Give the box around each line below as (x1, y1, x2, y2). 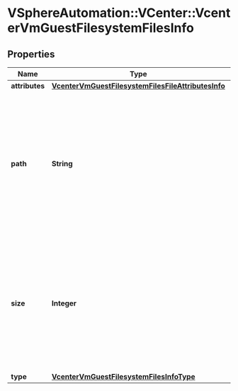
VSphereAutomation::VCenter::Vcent (7, 5, 231, 21)
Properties (7, 48, 55, 60)
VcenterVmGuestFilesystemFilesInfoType (52, 372, 195, 381)
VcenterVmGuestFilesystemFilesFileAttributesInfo (52, 81, 225, 91)
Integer (52, 298, 76, 308)
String (52, 159, 73, 168)
